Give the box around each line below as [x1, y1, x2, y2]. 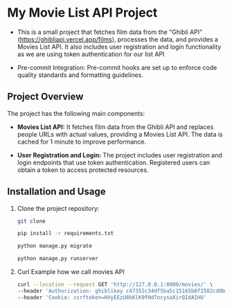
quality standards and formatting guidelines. [17, 71, 143, 79]
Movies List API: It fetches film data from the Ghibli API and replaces [17, 123, 214, 131]
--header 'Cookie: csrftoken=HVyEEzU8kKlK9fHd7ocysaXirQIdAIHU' [17, 293, 207, 301]
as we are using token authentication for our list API [17, 50, 165, 58]
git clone [17, 217, 46, 225]
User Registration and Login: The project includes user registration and [17, 151, 223, 159]
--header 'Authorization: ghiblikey [17, 287, 123, 294]
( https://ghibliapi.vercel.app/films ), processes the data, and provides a [17, 35, 218, 43]
